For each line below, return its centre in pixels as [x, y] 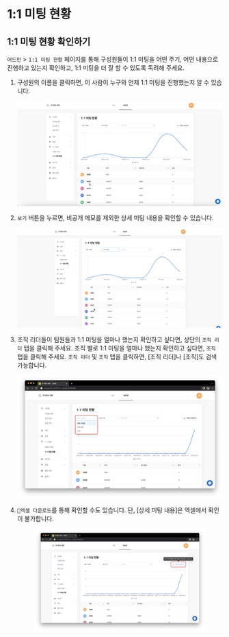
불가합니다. [39, 519]
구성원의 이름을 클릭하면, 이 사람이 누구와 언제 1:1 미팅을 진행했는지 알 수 [113, 82]
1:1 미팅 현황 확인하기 [49, 41]
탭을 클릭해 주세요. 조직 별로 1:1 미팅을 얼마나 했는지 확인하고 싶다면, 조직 [120, 348]
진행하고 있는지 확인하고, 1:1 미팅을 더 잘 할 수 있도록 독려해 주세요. [96, 68]
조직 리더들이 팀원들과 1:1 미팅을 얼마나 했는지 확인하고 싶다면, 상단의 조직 [114, 339]
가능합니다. [32, 365]
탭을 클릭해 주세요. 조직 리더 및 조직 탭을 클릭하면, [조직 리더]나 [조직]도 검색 [117, 357]
